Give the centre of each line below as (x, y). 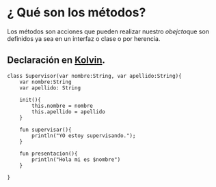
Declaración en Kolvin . (56, 60)
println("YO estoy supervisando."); (84, 135)
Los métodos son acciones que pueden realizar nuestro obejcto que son (108, 31)
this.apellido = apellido (69, 112)
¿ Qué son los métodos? (77, 13)
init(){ (30, 100)
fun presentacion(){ (49, 154)
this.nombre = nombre (63, 106)
